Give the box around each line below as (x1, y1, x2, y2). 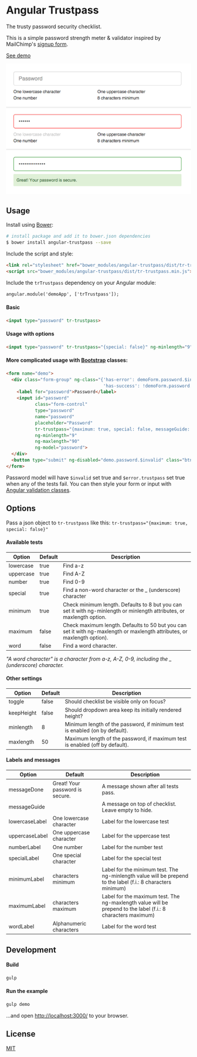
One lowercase (52, 814, 89, 822)
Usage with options (6, 330, 55, 338)
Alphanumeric (52, 920, 87, 927)
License (6, 1029, 36, 1039)
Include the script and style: (6, 250, 74, 257)
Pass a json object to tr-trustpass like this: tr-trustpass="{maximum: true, (6, 519, 188, 526)
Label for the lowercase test (101, 817, 169, 825)
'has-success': (103, 383, 141, 389)
